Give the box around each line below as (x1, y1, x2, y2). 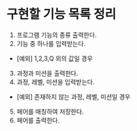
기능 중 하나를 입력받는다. (16, 39, 86, 47)
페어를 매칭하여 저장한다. (16, 107, 84, 116)
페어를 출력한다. (16, 116, 60, 124)
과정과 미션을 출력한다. (16, 69, 79, 77)
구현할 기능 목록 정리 (6, 6, 116, 22)
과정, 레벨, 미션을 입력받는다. (16, 77, 95, 86)
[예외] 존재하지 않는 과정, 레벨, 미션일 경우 (16, 92, 131, 101)
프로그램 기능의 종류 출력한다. (16, 31, 97, 39)
